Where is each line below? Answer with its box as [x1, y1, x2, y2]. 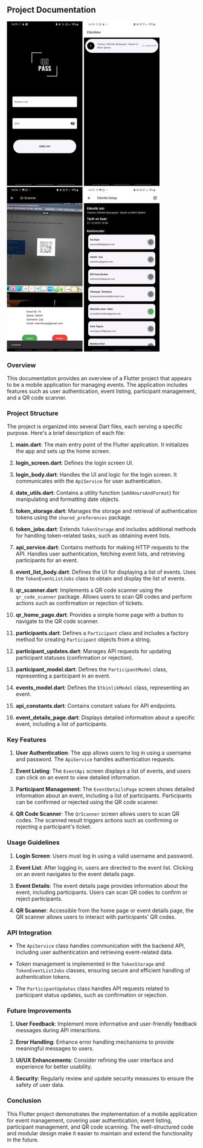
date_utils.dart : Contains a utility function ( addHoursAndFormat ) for [15, 489, 180, 497]
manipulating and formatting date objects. [15, 495, 120, 503]
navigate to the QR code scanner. [15, 618, 99, 625]
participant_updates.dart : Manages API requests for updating [15, 648, 172, 655]
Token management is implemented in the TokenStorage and [15, 961, 165, 968]
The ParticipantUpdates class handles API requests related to [15, 985, 170, 992]
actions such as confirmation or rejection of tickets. [15, 600, 144, 607]
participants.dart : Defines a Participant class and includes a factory [15, 629, 189, 637]
